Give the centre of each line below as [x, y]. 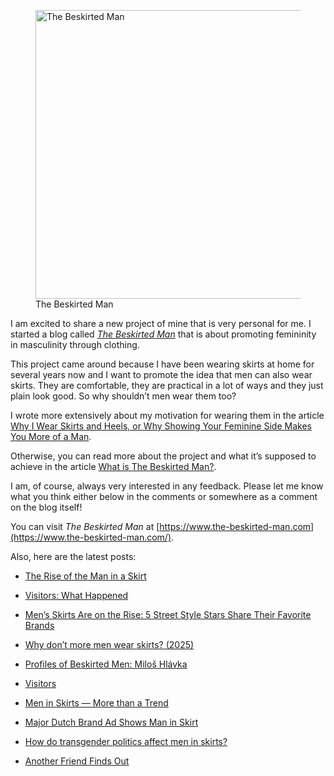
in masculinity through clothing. [75, 344]
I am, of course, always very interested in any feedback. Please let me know [167, 486]
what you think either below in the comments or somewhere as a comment [164, 496]
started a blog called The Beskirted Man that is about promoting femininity [163, 334]
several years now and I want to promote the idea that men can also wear [161, 374]
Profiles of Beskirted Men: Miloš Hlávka [106, 664]
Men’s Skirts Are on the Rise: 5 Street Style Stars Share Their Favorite [168, 614]
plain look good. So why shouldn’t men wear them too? [123, 396]
